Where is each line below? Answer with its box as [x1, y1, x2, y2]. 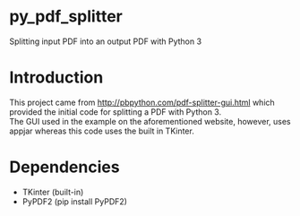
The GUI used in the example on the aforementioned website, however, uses [9, 116, 291, 126]
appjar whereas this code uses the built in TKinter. [9, 125, 194, 136]
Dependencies [9, 157, 120, 177]
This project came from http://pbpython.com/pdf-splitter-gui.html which [9, 97, 275, 108]
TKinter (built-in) [21, 186, 84, 197]
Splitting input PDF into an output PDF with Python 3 [9, 36, 202, 47]
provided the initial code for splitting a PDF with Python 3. [9, 106, 222, 117]
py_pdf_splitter [9, 6, 123, 27]
